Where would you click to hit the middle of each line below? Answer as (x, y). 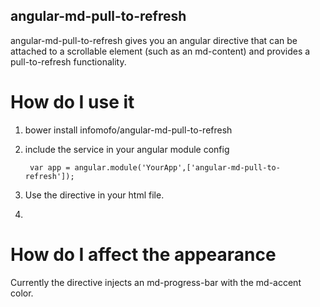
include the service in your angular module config (127, 149)
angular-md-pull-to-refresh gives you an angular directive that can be (154, 40)
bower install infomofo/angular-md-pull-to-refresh (128, 130)
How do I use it (72, 102)
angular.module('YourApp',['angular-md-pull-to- (177, 167)
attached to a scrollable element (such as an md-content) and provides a (160, 51)
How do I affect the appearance (143, 254)
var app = (50, 167)
